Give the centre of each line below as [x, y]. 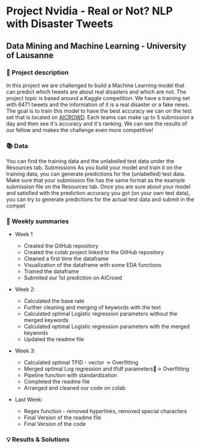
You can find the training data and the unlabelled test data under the [90, 161]
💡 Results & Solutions [38, 440]
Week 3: [25, 351]
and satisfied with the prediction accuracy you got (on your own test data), [98, 193]
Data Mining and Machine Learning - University [96, 46]
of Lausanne [30, 55]
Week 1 [24, 234]
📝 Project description [37, 72]
